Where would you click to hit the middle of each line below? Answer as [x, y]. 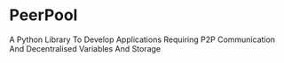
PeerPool [43, 15]
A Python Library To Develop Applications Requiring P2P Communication [142, 39]
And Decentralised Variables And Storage [85, 48]
